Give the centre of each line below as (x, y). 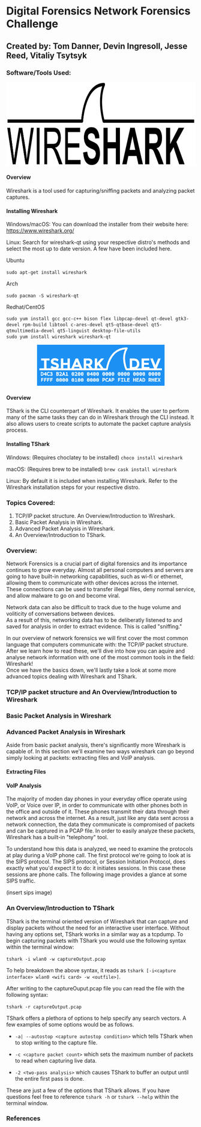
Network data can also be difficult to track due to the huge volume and (94, 607)
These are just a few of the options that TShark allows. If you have (88, 1090)
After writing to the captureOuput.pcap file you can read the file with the (95, 988)
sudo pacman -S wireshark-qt (43, 296)
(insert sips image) (29, 893)
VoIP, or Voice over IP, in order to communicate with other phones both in (97, 806)
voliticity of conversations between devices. (61, 614)
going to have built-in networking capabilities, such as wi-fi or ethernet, (94, 577)
